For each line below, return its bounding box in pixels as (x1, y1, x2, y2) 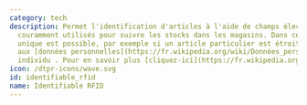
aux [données (17, 47, 68, 57)
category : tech (9, 13, 68, 23)
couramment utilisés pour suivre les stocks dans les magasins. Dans (17, 30, 288, 39)
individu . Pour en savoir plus (17, 56, 142, 65)
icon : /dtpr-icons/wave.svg (9, 65, 117, 74)
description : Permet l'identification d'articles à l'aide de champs (9, 22, 281, 31)
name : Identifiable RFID (9, 81, 104, 90)
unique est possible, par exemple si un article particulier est (17, 38, 272, 48)
